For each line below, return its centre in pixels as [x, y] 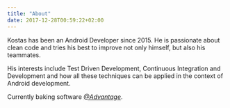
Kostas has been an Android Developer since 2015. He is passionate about [114, 40]
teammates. [24, 55]
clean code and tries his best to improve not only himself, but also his [106, 47]
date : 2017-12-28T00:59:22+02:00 [56, 20]
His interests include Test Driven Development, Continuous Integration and [114, 68]
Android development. [39, 83]
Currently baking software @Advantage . [65, 97]
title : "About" [29, 14]
